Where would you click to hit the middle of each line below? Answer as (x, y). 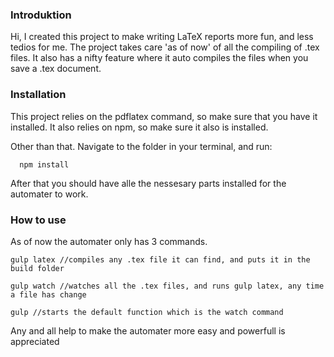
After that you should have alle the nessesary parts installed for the (148, 183)
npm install (44, 164)
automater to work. (49, 194)
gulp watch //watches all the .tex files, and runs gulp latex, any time (167, 286)
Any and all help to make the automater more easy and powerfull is (148, 330)
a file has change (48, 294)
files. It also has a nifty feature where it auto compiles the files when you (159, 58)
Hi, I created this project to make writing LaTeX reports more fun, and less (162, 37)
